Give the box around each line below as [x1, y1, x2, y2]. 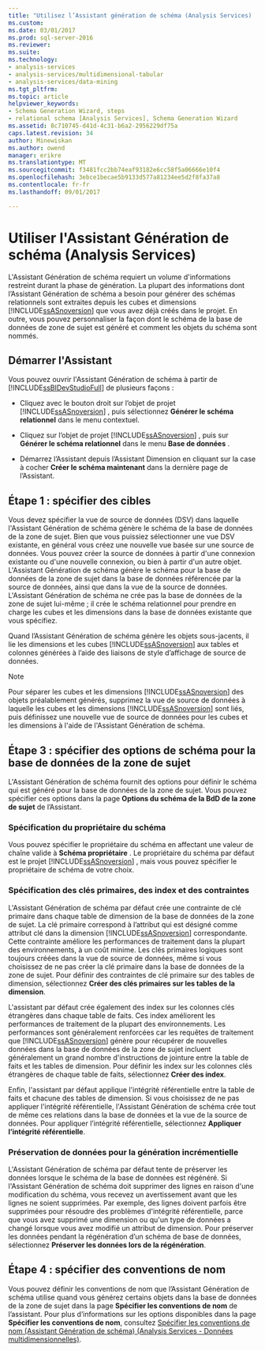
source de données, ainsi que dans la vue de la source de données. [8, 582, 228, 592]
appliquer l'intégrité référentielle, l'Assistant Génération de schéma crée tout [8, 1101, 256, 1111]
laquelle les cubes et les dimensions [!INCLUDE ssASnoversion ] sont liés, [8, 704, 244, 713]
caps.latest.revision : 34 [8, 129, 93, 137]
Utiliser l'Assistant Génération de [8, 229, 230, 247]
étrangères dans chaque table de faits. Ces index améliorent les [8, 1010, 215, 1020]
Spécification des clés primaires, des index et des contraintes [8, 885, 250, 896]
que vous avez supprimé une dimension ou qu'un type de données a [8, 1215, 231, 1224]
